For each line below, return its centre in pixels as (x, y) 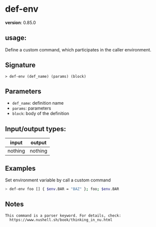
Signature (20, 65)
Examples (20, 168)
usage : (16, 38)
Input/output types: (36, 129)
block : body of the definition (41, 113)
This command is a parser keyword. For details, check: (63, 216)
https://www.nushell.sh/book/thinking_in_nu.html (61, 220)
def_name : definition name (38, 103)
